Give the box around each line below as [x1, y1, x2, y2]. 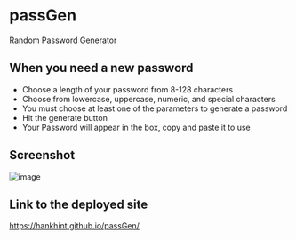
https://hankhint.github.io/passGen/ [9, 220, 140, 231]
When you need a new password [9, 60, 194, 76]
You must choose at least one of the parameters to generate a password [21, 103, 288, 114]
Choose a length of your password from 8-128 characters [21, 84, 234, 94]
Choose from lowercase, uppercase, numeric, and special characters [21, 93, 276, 104]
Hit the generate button [21, 112, 108, 123]
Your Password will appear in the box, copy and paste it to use [21, 122, 251, 132]
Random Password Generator [9, 35, 117, 45]
